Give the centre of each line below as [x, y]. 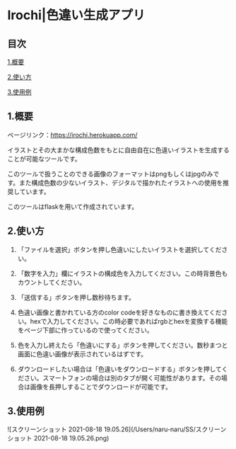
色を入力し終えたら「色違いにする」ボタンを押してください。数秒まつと [123, 345]
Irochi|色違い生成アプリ [76, 15]
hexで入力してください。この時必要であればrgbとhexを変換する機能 [129, 321]
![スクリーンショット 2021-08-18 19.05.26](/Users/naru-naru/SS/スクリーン [117, 429]
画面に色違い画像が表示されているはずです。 [82, 354]
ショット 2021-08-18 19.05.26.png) [58, 438]
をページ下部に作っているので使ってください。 [84, 330]
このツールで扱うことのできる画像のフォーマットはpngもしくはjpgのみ [110, 174]
